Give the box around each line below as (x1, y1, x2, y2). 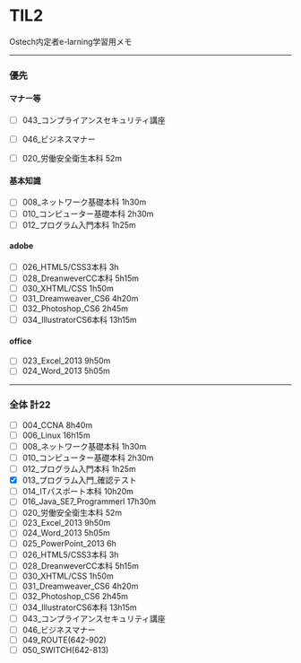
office (9, 336, 32, 346)
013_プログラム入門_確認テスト (21, 475, 137, 485)
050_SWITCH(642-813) (21, 645, 109, 656)
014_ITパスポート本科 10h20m (21, 486, 134, 497)
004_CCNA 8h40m (21, 419, 92, 431)
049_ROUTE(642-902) (21, 634, 107, 646)
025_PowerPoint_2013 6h (21, 537, 116, 548)
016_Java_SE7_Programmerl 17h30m (21, 496, 157, 507)
